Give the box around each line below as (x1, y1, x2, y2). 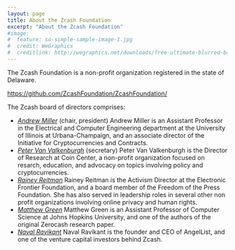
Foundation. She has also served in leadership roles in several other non (17, 190, 226, 199)
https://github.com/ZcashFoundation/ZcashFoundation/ (7, 89, 168, 98)
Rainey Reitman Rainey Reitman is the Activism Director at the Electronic (17, 175, 226, 184)
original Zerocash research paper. (17, 220, 115, 228)
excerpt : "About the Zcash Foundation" (7, 23, 124, 30)
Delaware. (7, 75, 37, 84)
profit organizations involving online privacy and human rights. (17, 198, 198, 206)
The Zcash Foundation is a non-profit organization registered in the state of (7, 68, 225, 77)
